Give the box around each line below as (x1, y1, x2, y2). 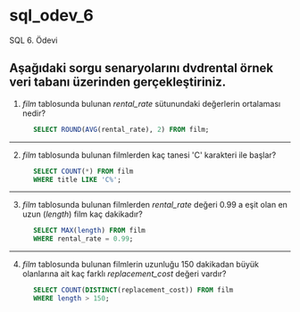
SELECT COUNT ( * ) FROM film (32, 167, 134, 176)
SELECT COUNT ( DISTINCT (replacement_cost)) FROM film (32, 286, 234, 295)
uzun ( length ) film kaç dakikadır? (21, 209, 143, 219)
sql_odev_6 (9, 5, 94, 26)
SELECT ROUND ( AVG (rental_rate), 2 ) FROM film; (32, 125, 210, 134)
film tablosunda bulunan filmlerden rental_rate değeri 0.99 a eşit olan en (21, 200, 288, 210)
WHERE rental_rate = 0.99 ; (32, 234, 134, 243)
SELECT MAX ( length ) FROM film (32, 226, 146, 235)
